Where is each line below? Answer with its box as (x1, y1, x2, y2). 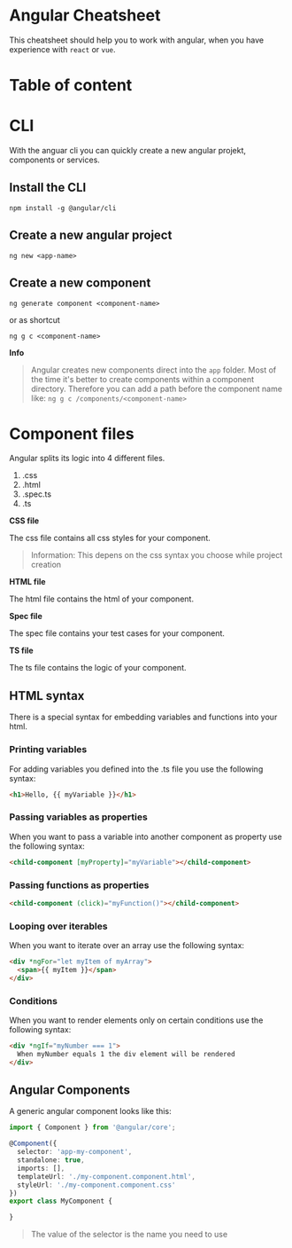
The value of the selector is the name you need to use (30, 1229, 228, 1240)
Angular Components (9, 1083, 131, 1097)
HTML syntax (9, 688, 85, 703)
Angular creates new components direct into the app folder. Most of (30, 365, 277, 375)
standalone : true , (17, 1156, 86, 1165)
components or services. (9, 154, 100, 165)
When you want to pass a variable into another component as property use (9, 831, 282, 842)
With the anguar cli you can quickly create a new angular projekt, (9, 145, 246, 156)
